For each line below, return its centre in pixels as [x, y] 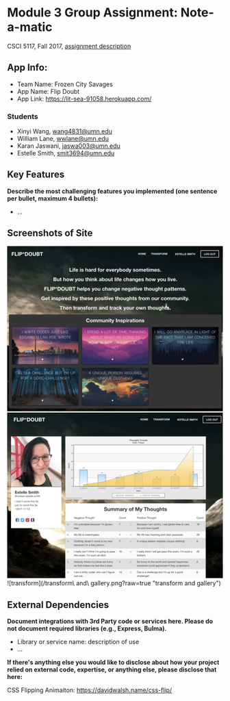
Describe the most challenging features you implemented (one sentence [112, 191]
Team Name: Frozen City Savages [65, 84]
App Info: [27, 67]
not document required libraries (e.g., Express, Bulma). [87, 628]
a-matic [30, 27]
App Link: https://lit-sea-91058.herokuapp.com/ [84, 99]
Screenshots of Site [50, 233]
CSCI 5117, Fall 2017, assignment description [69, 46]
